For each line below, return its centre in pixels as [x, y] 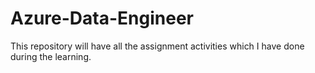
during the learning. [51, 56]
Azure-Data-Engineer [102, 18]
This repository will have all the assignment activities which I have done [157, 46]
